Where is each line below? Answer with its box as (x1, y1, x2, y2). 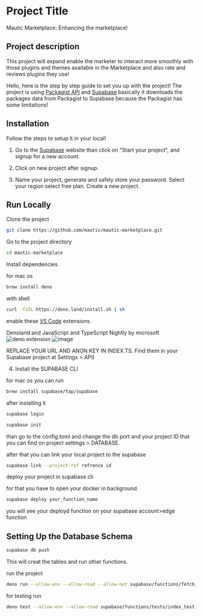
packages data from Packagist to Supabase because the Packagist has (6, 94, 182, 102)
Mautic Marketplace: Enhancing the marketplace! (6, 24, 128, 31)
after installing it (6, 399, 46, 407)
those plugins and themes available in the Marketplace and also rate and (6, 64, 186, 71)
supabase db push (6, 547, 50, 553)
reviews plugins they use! (6, 70, 70, 78)
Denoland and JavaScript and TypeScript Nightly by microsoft (6, 329, 159, 336)
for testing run (6, 592, 41, 599)
